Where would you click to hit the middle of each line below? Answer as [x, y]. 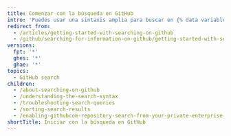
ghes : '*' [27, 58]
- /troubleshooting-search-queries [64, 103]
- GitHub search [36, 77]
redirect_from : [29, 26]
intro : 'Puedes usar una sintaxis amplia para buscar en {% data [102, 20]
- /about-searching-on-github [56, 90]
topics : [18, 71]
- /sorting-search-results [52, 109]
